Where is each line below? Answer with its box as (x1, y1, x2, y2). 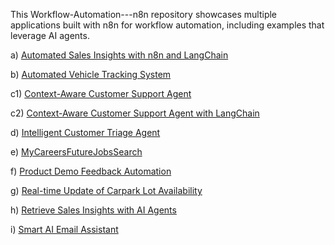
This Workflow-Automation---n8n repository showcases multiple (10, 9, 278, 20)
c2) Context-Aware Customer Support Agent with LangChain (10, 107, 260, 119)
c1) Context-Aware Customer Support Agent (10, 88, 192, 99)
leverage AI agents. (10, 30, 90, 41)
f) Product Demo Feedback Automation (10, 165, 172, 177)
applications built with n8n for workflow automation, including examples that (10, 19, 325, 31)
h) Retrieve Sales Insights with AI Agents (10, 204, 177, 216)
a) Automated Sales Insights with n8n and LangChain (10, 49, 229, 61)
